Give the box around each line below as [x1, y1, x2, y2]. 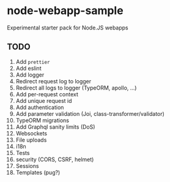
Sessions [15, 162, 39, 169]
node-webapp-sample [7, 4, 124, 18]
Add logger [15, 71, 45, 78]
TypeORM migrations [15, 116, 70, 124]
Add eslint [15, 64, 42, 72]
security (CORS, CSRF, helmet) [15, 156, 94, 163]
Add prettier [15, 58, 50, 65]
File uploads [15, 136, 47, 143]
